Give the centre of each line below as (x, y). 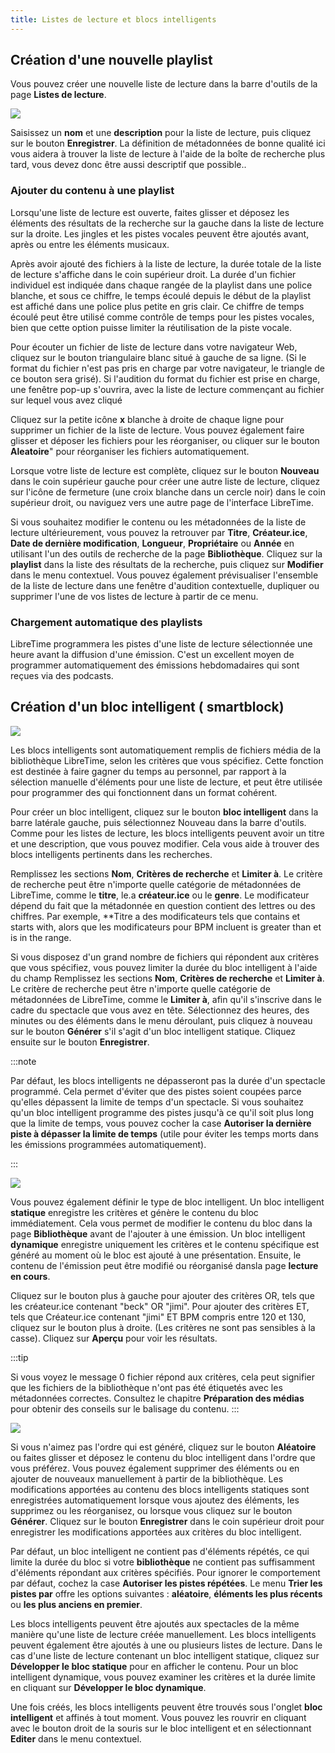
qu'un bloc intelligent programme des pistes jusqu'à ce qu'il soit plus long (162, 1112)
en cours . (30, 1276)
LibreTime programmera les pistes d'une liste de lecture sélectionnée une (161, 644)
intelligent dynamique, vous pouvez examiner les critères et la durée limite (163, 1677)
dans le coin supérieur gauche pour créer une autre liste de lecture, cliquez (165, 481)
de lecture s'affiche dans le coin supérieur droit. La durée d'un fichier (153, 274)
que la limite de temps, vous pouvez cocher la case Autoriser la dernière (161, 1123)
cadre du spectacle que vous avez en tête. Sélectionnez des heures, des (160, 1010)
